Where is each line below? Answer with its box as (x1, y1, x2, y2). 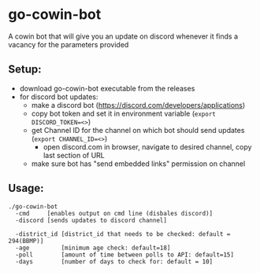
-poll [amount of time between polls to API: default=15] (15, 250, 235, 259)
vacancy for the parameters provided (8, 39, 129, 49)
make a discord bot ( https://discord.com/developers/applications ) (31, 100, 246, 109)
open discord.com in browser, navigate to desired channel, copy (43, 142, 252, 151)
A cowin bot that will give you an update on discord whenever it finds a (8, 31, 239, 41)
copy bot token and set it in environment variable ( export (31, 109, 217, 118)
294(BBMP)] (8, 237, 44, 245)
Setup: (8, 63, 42, 76)
